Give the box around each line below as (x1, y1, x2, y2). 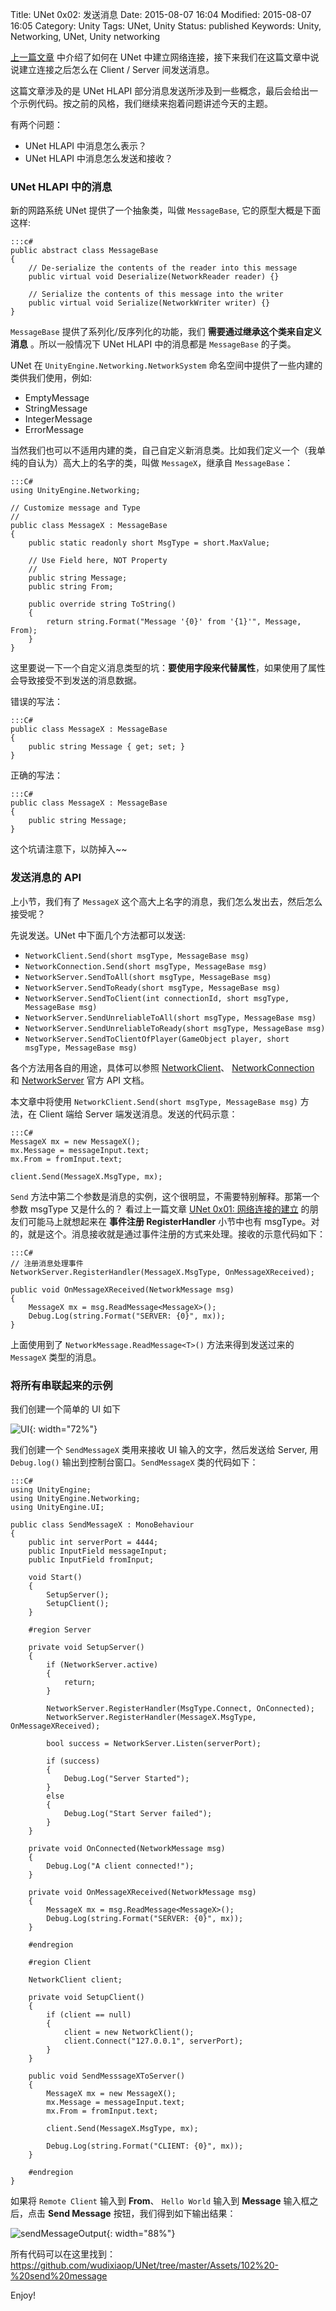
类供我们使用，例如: (10, 372, 93, 384)
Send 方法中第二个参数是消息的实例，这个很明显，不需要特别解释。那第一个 (10, 1190, 320, 1202)
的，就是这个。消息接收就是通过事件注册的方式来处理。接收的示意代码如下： (10, 1228, 326, 1240)
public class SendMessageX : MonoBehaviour (10, 1519, 195, 1530)
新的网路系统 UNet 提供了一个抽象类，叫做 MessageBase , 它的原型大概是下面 (10, 204, 322, 217)
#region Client (28, 1957, 92, 1967)
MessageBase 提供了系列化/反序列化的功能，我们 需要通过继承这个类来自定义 (10, 326, 322, 338)
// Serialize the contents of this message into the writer (28, 289, 284, 300)
